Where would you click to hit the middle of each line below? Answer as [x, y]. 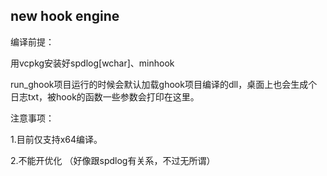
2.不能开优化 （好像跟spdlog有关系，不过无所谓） [113, 160]
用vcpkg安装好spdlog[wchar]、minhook [92, 63]
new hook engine [65, 16]
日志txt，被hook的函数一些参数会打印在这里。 [105, 96]
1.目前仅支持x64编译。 [56, 139]
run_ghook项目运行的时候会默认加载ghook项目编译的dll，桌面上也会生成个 [164, 84]
